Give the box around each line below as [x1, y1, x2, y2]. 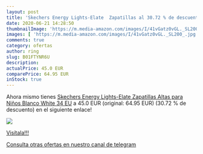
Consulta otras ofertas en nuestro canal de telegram [6, 141, 137, 149]
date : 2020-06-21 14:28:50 [6, 20, 74, 26]
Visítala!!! [6, 129, 29, 136]
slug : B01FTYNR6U [6, 54, 50, 60]
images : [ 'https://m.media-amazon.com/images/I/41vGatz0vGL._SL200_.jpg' [6, 32, 199, 38]
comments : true [6, 37, 45, 43]
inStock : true [6, 76, 42, 82]
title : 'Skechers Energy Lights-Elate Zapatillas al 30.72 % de [6, 15, 174, 21]
